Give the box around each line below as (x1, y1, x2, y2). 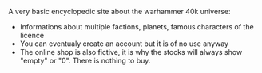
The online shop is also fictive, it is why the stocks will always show (19, 48, 243, 56)
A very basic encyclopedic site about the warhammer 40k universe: (8, 7, 231, 16)
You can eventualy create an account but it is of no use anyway (19, 39, 229, 48)
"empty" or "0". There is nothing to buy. (19, 56, 151, 65)
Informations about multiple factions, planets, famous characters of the (19, 22, 254, 31)
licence (19, 31, 45, 40)
